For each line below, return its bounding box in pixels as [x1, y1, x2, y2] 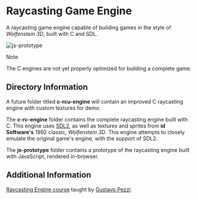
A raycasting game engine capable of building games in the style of [6, 24, 171, 31]
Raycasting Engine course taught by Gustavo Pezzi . [6, 186, 132, 193]
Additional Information [6, 170, 91, 180]
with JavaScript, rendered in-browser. [6, 153, 99, 160]
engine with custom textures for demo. [6, 104, 101, 111]
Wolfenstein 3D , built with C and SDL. [6, 30, 98, 37]
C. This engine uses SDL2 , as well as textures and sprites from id [6, 122, 166, 129]
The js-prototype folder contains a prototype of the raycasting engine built [6, 146, 190, 153]
